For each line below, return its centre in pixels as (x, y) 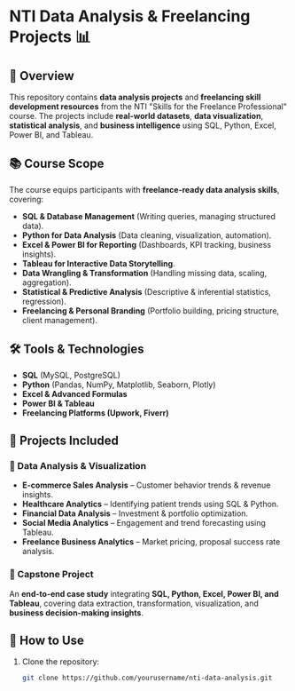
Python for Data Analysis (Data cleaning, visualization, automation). (147, 235)
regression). (44, 301)
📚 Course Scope (57, 164)
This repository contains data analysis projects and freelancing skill (135, 97)
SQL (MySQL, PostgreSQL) (71, 375)
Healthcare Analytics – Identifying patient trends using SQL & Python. (150, 504)
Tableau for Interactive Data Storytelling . (98, 263)
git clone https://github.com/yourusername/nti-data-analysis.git (147, 678)
